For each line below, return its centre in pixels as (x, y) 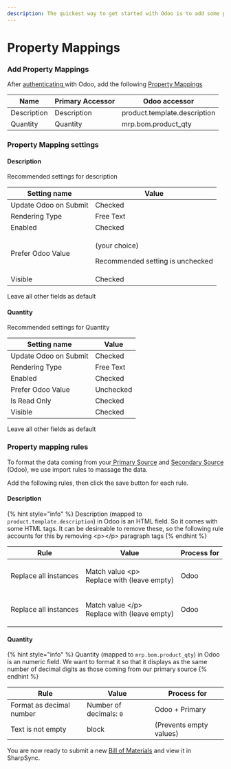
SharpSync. (24, 758)
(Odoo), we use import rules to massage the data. (77, 469)
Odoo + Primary (180, 710)
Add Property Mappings (48, 69)
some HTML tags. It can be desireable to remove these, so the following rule (115, 528)
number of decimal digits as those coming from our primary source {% (107, 669)
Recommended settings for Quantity (58, 328)
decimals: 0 (105, 714)
